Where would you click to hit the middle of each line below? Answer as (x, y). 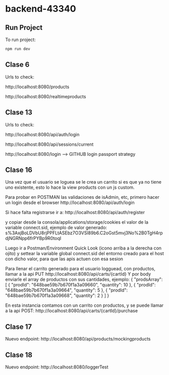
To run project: (21, 39)
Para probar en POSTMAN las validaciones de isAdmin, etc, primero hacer (82, 197)
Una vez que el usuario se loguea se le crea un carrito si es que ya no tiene (83, 182)
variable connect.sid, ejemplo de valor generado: (56, 228)
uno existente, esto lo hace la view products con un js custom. (70, 187)
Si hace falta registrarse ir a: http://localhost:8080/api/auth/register (75, 213)
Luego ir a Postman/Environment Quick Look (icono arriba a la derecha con (83, 248)
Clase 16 (19, 170)
